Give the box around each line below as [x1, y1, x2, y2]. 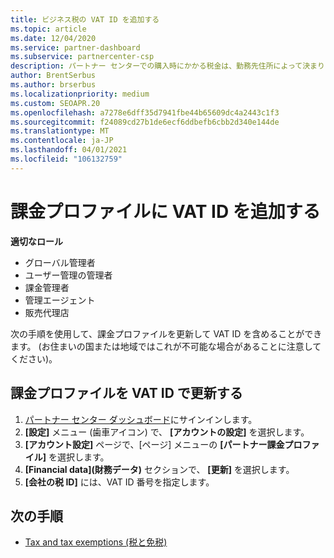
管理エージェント [24, 294, 96, 306]
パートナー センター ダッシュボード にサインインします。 [24, 413, 258, 425]
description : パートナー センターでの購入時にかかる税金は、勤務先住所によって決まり [10, 61, 325, 71]
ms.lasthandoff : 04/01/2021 [10, 145, 128, 155]
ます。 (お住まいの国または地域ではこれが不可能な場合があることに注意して [10, 340, 322, 352]
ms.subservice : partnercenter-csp [10, 52, 155, 62]
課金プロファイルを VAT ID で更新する [10, 385, 243, 402]
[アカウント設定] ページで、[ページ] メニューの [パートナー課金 [24, 438, 285, 450]
